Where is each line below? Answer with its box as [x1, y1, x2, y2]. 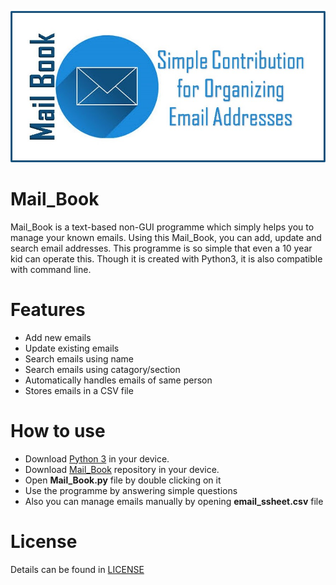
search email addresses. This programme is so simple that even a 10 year [10, 242, 313, 254]
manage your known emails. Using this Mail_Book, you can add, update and [10, 231, 322, 243]
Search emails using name [24, 352, 134, 365]
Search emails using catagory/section [24, 363, 181, 375]
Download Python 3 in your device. [24, 452, 170, 465]
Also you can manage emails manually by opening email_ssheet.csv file [24, 495, 324, 507]
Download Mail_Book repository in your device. [24, 463, 220, 475]
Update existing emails [24, 342, 120, 354]
